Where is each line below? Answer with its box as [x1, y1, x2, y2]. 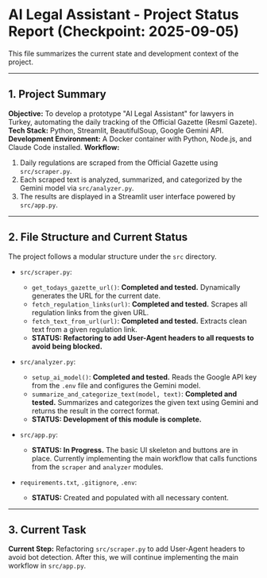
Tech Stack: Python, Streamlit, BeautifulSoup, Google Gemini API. [8, 125, 224, 135]
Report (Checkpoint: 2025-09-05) [8, 22, 240, 40]
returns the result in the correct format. [31, 406, 161, 415]
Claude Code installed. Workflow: [8, 142, 120, 152]
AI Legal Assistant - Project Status [8, 6, 239, 24]
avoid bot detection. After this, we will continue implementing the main [8, 553, 238, 562]
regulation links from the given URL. [31, 307, 149, 317]
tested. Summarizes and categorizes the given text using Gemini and [31, 397, 259, 407]
